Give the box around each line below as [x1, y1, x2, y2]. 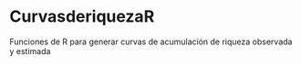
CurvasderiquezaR [9, 6, 155, 27]
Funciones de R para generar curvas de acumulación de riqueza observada [9, 36, 293, 47]
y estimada [9, 45, 51, 56]
